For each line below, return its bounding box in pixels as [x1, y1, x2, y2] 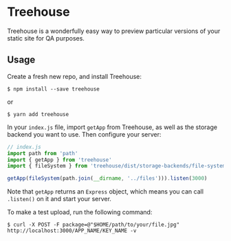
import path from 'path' [7, 150, 78, 157]
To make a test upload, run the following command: [7, 208, 153, 216]
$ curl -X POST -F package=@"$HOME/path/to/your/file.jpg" [7, 221, 180, 229]
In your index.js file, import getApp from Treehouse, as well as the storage [7, 123, 218, 131]
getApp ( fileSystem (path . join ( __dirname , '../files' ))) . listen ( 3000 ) [7, 175, 208, 182]
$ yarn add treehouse [7, 111, 69, 117]
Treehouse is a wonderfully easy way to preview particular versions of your [7, 27, 221, 35]
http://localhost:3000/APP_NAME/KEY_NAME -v [7, 227, 137, 234]
